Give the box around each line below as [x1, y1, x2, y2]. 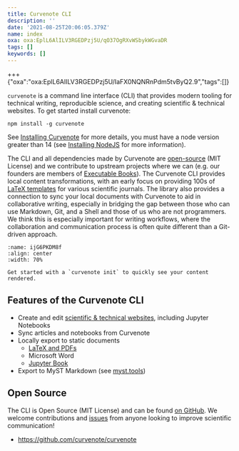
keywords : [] [7, 51, 46, 58]
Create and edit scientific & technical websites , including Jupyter [17, 313, 209, 322]
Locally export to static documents [17, 336, 120, 345]
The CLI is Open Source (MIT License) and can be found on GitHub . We [7, 406, 218, 415]
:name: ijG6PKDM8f [7, 243, 62, 250]
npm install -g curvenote [7, 120, 84, 127]
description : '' [7, 17, 56, 24]
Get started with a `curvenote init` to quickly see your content [7, 268, 209, 275]
